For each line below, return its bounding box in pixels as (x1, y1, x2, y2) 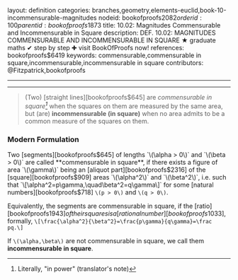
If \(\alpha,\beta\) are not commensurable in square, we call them (7, 236, 204, 245)
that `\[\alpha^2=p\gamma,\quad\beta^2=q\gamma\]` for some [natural (7, 180, 214, 189)
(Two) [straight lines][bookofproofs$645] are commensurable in (24, 93, 212, 101)
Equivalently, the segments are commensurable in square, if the (7, 202, 193, 210)
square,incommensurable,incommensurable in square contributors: (7, 59, 204, 66)
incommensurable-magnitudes (7, 13, 97, 22)
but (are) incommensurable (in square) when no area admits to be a (24, 109, 225, 117)
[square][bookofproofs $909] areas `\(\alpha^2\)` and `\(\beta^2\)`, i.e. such (7, 173, 227, 181)
